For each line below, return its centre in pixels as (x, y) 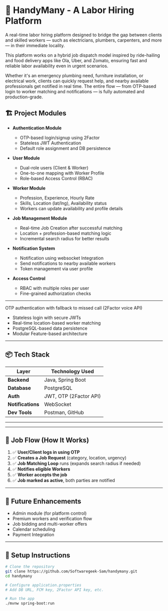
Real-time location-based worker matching (56, 323)
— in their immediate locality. (35, 45)
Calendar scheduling (34, 529)
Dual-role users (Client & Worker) (54, 168)
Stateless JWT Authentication (50, 143)
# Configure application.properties (43, 585)
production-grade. (24, 97)
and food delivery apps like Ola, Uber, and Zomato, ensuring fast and (76, 60)
